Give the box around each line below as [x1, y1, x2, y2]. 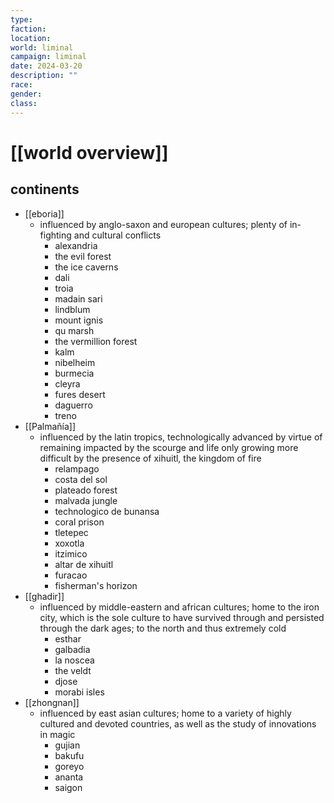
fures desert [54, 388, 106, 400]
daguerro [54, 399, 93, 411]
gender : [10, 89, 43, 99]
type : [10, 14, 33, 25]
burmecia [54, 367, 95, 379]
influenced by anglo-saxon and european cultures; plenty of [39, 218, 288, 230]
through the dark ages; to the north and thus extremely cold [39, 622, 287, 634]
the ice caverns [54, 261, 119, 273]
